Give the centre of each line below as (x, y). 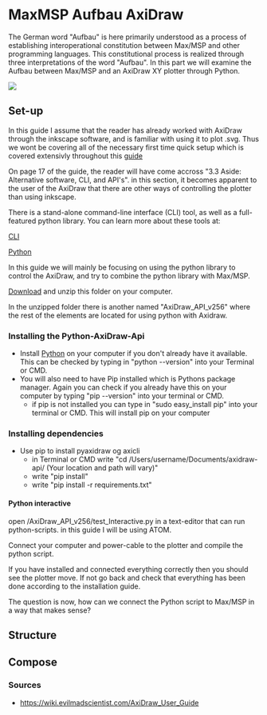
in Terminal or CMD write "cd (79, 459)
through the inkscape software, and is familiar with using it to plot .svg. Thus (133, 138)
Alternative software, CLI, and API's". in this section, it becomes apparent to (133, 180)
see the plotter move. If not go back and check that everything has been (127, 577)
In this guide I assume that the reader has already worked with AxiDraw (126, 130)
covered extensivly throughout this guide (76, 156)
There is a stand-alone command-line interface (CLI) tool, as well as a (123, 212)
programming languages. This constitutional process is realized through (126, 54)
